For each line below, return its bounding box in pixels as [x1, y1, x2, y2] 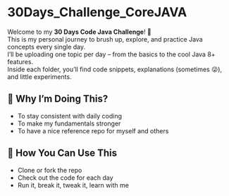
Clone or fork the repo [17, 166, 82, 174]
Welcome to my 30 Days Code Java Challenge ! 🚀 [7, 27, 151, 36]
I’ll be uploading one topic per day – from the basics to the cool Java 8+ [7, 50, 216, 59]
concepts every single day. [7, 42, 86, 51]
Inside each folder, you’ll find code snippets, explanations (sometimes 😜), [7, 65, 223, 73]
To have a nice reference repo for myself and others [17, 126, 169, 135]
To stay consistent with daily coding [17, 111, 122, 120]
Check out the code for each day [17, 173, 114, 182]
